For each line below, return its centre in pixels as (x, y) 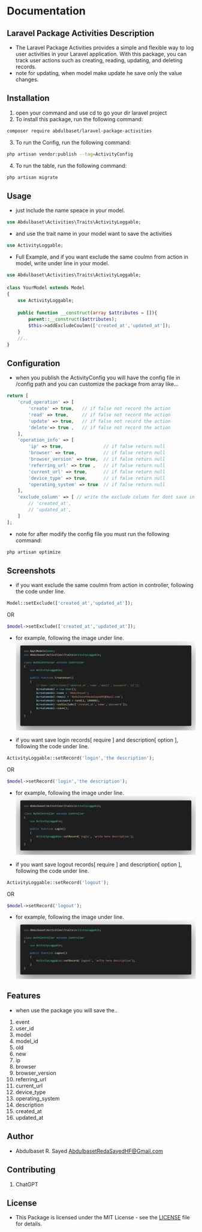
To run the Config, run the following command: (73, 142)
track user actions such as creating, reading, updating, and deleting (99, 60)
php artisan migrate (33, 177)
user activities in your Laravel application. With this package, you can (101, 54)
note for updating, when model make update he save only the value (99, 73)
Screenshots (31, 570)
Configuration (34, 363)
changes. (27, 80)
